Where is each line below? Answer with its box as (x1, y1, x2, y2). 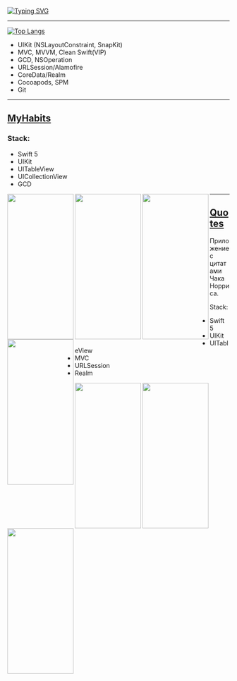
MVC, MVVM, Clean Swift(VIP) (17, 48, 107, 56)
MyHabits (7, 113, 51, 125)
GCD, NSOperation (17, 56, 73, 63)
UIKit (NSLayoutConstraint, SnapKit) (17, 41, 123, 49)
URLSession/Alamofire (17, 63, 83, 71)
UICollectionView (17, 172, 68, 180)
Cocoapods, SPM (17, 78, 69, 86)
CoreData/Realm (17, 70, 66, 79)
